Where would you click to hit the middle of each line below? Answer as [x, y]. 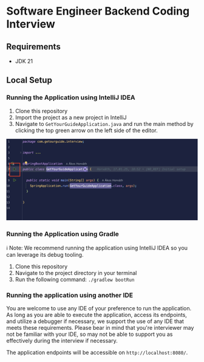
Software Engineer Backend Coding [98, 11]
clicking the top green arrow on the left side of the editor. [86, 130]
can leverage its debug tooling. [45, 254]
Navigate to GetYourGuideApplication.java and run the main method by [104, 124]
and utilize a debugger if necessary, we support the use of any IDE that [95, 321]
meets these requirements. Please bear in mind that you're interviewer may [100, 327]
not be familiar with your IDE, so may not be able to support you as [90, 334]
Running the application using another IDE [70, 295]
